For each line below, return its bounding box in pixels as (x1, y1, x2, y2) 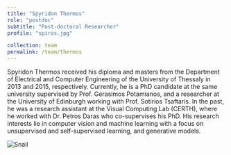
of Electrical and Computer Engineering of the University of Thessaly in (7, 75, 211, 83)
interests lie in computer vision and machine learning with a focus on (7, 120, 204, 127)
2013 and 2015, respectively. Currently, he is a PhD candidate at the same (7, 83, 218, 90)
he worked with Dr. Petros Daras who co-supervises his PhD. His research (7, 112, 220, 120)
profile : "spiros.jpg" (7, 29, 73, 37)
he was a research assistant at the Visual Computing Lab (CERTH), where (7, 105, 217, 113)
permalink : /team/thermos (7, 49, 82, 56)
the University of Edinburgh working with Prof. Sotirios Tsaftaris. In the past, (7, 97, 224, 105)
